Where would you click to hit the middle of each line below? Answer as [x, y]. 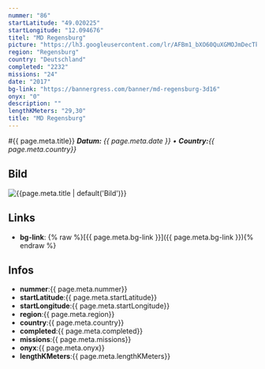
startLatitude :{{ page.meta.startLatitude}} [88, 298]
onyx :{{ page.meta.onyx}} [62, 348]
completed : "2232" [38, 67]
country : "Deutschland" [47, 60]
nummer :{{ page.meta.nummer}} [73, 289]
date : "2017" [30, 81]
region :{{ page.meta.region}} [67, 314]
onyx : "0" [24, 96]
